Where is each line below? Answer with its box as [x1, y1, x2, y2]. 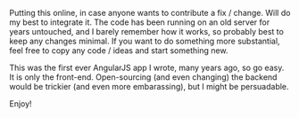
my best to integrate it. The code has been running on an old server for [9, 17, 270, 28]
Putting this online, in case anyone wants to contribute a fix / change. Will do [9, 8, 291, 18]
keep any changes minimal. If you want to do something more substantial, [9, 35, 280, 46]
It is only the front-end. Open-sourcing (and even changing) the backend [9, 72, 278, 83]
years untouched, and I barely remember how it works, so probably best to [9, 27, 284, 36]
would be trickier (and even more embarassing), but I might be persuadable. [9, 82, 289, 91]
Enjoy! [9, 98, 33, 109]
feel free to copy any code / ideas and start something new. [9, 45, 228, 56]
